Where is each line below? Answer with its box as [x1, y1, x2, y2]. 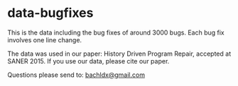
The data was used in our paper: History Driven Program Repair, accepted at [7, 49, 232, 58]
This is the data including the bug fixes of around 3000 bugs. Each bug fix [7, 28, 225, 37]
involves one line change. [7, 35, 82, 44]
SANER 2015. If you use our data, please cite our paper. [7, 56, 170, 65]
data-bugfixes [7, 5, 94, 21]
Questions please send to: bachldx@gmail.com [7, 70, 146, 79]
